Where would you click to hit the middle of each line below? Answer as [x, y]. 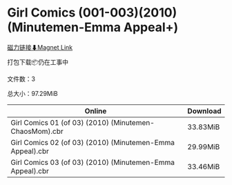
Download [204, 110]
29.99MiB [204, 146]
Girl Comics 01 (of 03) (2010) [60, 122]
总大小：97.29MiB [33, 93]
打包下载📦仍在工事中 [38, 62]
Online [96, 110]
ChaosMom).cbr [37, 131]
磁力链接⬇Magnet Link [40, 47]
